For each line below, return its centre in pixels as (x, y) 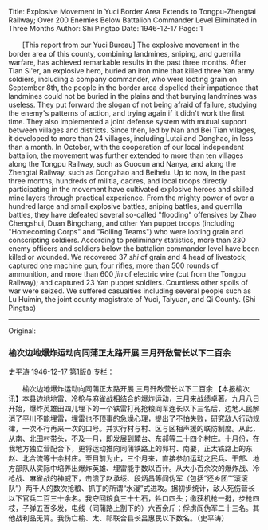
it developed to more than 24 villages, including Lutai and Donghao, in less (131, 138)
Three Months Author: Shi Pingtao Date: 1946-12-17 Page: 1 (106, 28)
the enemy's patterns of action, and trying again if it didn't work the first (126, 113)
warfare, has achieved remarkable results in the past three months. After (128, 62)
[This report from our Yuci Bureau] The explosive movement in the (131, 45)
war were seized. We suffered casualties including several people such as (130, 291)
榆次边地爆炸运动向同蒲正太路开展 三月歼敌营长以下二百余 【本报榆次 (136, 389)
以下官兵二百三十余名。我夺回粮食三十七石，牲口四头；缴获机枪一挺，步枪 (130, 498)
